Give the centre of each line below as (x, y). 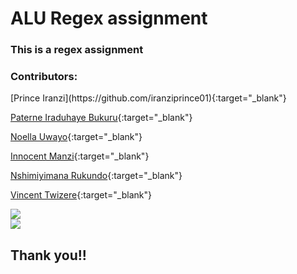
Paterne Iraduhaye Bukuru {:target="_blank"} (101, 118)
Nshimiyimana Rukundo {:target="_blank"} (96, 176)
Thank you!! (48, 255)
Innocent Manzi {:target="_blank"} (80, 156)
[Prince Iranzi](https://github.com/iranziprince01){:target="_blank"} (148, 98)
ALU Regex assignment (109, 18)
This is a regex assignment (77, 50)
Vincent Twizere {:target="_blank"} (81, 195)
